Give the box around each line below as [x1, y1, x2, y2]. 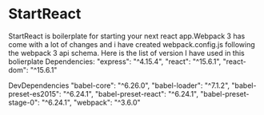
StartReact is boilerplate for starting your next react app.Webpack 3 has [8, 31, 246, 41]
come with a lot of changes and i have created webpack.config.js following [8, 39, 256, 49]
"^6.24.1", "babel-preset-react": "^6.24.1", [62, 89, 198, 98]
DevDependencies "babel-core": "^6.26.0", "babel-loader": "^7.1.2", [8, 81, 230, 90]
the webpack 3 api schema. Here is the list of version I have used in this [8, 48, 246, 57]
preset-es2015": [8, 89, 62, 98]
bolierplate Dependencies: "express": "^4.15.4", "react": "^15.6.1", [8, 57, 222, 66]
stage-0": [8, 97, 40, 107]
